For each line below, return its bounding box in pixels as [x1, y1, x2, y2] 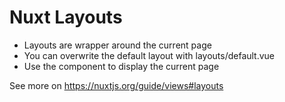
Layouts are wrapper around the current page [23, 39, 212, 51]
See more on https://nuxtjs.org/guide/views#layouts [9, 79, 224, 91]
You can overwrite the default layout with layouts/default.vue [23, 49, 276, 61]
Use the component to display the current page [23, 60, 220, 72]
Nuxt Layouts [9, 6, 123, 29]
